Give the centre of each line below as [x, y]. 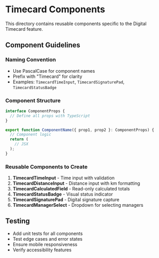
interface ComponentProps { [35, 111]
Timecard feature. [24, 29]
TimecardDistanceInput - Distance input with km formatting [76, 183]
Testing [18, 221]
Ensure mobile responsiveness [45, 244]
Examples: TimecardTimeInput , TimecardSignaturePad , [69, 82]
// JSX [21, 144]
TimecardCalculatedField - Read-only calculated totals [71, 189]
